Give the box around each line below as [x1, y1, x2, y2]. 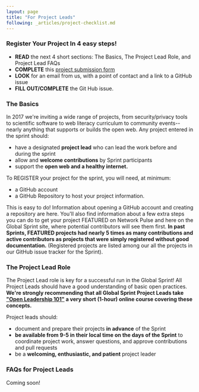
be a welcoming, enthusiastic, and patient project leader [14, 350, 156, 358]
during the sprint [14, 150, 56, 157]
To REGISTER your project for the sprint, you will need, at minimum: [6, 174, 171, 181]
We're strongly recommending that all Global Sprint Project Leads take [6, 289, 184, 297]
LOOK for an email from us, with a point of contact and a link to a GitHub [14, 72, 192, 79]
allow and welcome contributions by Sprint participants [14, 156, 153, 163]
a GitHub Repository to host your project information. [14, 192, 145, 199]
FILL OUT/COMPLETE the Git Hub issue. [14, 85, 114, 92]
